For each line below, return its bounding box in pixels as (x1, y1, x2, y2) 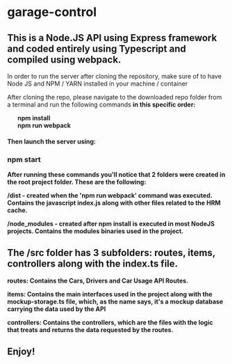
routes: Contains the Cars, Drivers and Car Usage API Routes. (7, 276, 189, 285)
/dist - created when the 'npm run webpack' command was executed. (7, 191, 213, 199)
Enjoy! (7, 346, 35, 358)
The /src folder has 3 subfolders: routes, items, (7, 247, 215, 259)
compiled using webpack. (7, 54, 122, 65)
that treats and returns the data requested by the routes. (7, 325, 174, 334)
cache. (7, 206, 28, 214)
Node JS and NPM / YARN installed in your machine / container (7, 79, 188, 88)
